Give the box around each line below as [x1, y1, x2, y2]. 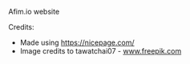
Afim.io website [8, 7, 60, 16]
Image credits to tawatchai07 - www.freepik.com [19, 46, 182, 55]
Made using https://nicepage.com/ [19, 38, 135, 47]
